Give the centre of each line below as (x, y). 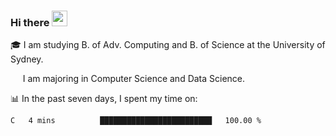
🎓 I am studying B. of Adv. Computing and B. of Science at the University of (168, 45)
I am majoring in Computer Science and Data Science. (134, 79)
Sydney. (27, 59)
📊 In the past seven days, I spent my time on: (104, 99)
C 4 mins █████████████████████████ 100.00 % (136, 121)
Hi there (30, 22)
